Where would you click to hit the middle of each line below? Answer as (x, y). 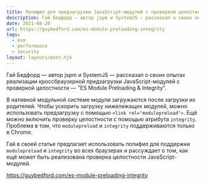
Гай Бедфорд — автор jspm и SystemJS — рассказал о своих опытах (96, 74)
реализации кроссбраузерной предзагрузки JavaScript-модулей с (93, 81)
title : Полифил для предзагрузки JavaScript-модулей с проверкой (91, 12)
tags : (13, 35)
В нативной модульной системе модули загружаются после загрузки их (101, 100)
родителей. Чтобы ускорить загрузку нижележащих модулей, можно (97, 106)
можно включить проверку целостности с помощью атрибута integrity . (102, 119)
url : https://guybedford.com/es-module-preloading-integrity (86, 29)
